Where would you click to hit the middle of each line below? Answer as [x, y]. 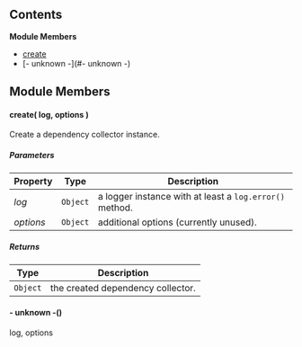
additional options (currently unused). [178, 222]
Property [33, 182]
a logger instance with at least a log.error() [191, 197]
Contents [36, 15]
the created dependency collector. [123, 289]
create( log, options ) [49, 114]
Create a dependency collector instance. [84, 135]
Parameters [32, 155]
